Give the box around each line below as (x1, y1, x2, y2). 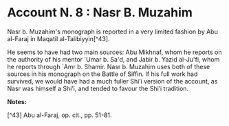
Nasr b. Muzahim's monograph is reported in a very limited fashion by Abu (7, 27, 218, 36)
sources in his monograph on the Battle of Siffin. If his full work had (7, 70, 198, 78)
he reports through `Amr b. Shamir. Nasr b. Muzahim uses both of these (7, 62, 210, 71)
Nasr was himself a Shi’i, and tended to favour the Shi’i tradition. (7, 84, 189, 92)
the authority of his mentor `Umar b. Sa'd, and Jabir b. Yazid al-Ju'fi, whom (7, 55, 220, 63)
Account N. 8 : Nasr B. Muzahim (7, 5, 193, 21)
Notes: (7, 97, 28, 105)
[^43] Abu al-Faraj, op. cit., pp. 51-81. (7, 111, 112, 119)
